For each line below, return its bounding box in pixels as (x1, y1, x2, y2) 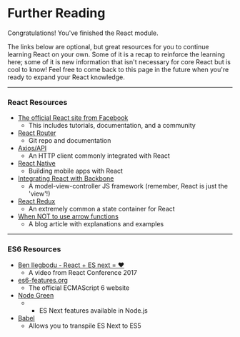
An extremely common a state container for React (28, 205, 175, 213)
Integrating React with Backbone (17, 174, 114, 183)
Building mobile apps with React (28, 166, 124, 176)
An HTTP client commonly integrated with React (28, 151, 170, 160)
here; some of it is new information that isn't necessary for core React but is (7, 57, 231, 66)
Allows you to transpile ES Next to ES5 (28, 321, 141, 330)
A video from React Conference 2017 (28, 268, 138, 276)
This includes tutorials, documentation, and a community (28, 121, 196, 130)
